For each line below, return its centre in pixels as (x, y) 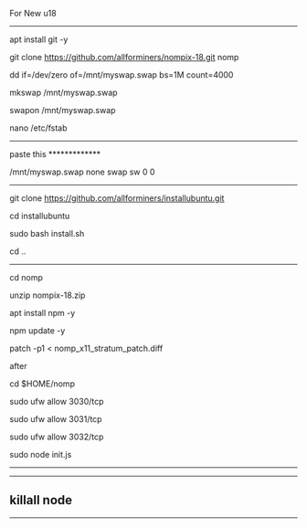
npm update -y (37, 331)
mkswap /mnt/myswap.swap (64, 92)
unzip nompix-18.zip (48, 295)
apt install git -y (39, 39)
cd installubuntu (40, 216)
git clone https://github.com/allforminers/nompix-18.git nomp (124, 57)
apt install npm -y (42, 313)
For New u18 (33, 13)
